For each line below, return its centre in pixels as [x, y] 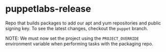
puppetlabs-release [48, 9]
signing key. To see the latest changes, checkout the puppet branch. [77, 28]
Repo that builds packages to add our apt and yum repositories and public [83, 23]
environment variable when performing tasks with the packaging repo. [79, 43]
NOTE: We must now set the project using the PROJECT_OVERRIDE [72, 38]
